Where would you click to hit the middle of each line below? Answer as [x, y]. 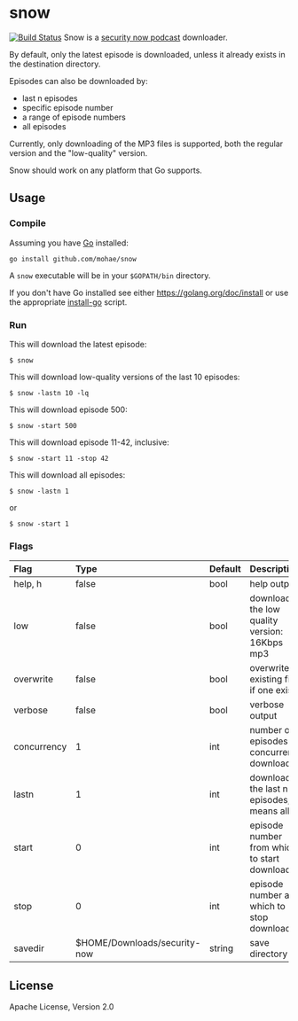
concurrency [40, 747]
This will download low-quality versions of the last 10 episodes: [125, 377]
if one [262, 690]
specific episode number [67, 107]
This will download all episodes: [67, 475]
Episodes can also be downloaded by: [78, 81]
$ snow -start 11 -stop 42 [59, 458]
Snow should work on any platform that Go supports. [106, 170]
